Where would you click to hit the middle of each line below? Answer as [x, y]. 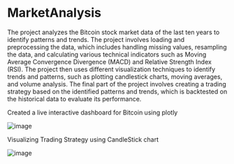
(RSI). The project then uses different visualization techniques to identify [111, 69]
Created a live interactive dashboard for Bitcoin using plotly [93, 112]
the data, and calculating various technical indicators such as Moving [107, 54]
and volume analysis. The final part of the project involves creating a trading [117, 84]
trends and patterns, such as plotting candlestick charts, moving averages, [115, 76]
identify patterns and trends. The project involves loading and [96, 39]
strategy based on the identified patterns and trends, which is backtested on [117, 91]
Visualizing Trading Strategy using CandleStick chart [83, 139]
